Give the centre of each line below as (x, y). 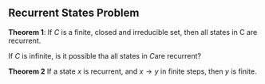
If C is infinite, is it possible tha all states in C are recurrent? (105, 55)
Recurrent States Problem (74, 13)
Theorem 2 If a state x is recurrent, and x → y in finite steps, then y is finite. (132, 71)
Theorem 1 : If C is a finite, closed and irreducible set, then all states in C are (133, 32)
